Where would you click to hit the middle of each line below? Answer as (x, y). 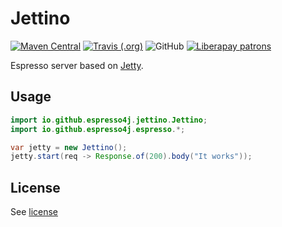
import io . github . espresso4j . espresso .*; (98, 129)
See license (34, 212)
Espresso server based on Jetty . (77, 65)
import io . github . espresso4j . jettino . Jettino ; (109, 120)
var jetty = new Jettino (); (69, 147)
